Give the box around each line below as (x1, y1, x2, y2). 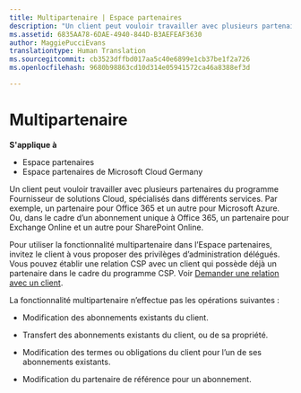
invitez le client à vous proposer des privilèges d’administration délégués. (9, 249, 280, 259)
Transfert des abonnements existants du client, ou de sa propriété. (21, 329, 269, 340)
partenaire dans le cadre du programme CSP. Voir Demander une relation (9, 267, 279, 278)
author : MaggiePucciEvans (9, 38, 106, 48)
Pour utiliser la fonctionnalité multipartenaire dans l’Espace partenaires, (9, 239, 273, 249)
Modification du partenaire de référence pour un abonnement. (21, 373, 253, 384)
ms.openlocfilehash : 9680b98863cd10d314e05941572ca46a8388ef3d (9, 64, 251, 73)
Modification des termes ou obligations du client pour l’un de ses (21, 346, 262, 357)
